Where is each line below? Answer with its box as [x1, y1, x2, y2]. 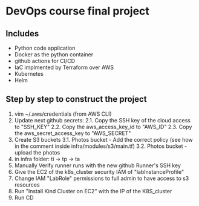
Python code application [14, 44, 76, 51]
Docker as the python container [14, 51, 94, 58]
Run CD [14, 194, 34, 201]
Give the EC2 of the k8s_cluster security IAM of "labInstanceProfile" [14, 168, 184, 175]
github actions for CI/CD [14, 58, 75, 64]
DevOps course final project [5, 4, 149, 18]
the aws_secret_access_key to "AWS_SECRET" [14, 129, 131, 137]
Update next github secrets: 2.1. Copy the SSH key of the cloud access [14, 116, 191, 124]
